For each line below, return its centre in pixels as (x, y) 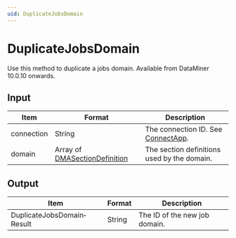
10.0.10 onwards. (31, 75)
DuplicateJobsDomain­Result (48, 220)
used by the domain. (179, 158)
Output (23, 183)
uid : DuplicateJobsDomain (45, 14)
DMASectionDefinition (92, 158)
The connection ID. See (184, 130)
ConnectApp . (167, 138)
